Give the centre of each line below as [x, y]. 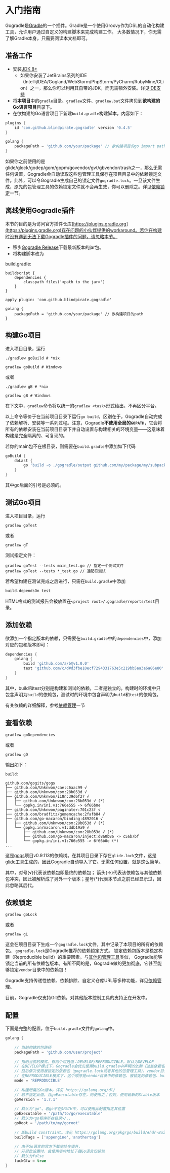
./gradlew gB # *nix [27, 386]
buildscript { [20, 273]
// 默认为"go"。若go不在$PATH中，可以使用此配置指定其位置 [70, 1109]
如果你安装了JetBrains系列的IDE [53, 75]
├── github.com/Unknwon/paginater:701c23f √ [53, 810]
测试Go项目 [23, 502]
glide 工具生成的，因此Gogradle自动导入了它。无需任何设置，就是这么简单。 [84, 862]
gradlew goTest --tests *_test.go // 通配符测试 [56, 571]
